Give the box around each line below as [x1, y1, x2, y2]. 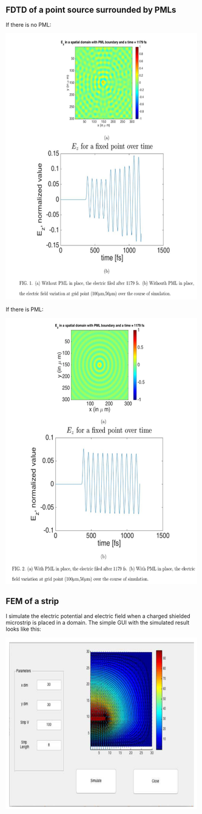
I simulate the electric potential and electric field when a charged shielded [5, 612, 190, 620]
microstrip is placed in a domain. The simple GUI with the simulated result [5, 619, 190, 626]
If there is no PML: [5, 21, 52, 28]
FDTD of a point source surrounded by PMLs [5, 5, 177, 15]
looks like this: [5, 625, 42, 633]
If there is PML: [5, 306, 44, 313]
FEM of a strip [5, 596, 59, 606]
